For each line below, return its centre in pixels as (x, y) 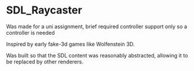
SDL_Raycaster (44, 10)
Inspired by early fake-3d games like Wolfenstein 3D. (70, 44)
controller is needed (30, 32)
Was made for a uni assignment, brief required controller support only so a (97, 26)
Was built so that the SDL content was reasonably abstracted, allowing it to (97, 55)
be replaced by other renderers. (45, 62)
